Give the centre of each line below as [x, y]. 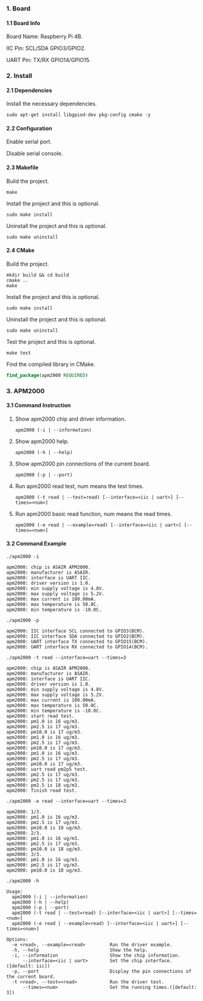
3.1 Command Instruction [39, 405]
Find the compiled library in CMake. [51, 364]
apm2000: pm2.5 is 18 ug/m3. [43, 785]
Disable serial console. [35, 154]
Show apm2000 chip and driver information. [71, 419]
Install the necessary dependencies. [52, 104]
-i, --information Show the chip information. [96, 955]
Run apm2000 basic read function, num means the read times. [93, 514]
